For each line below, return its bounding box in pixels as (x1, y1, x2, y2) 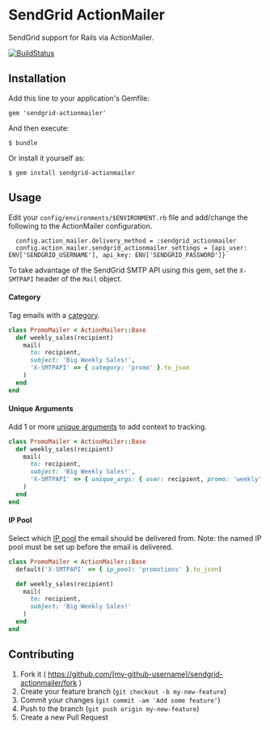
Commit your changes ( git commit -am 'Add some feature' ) (19, 695, 221, 705)
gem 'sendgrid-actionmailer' (8, 109, 107, 117)
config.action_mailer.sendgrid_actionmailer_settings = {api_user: (15, 243, 248, 252)
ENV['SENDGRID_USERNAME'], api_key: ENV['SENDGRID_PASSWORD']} (8, 251, 226, 259)
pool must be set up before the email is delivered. (8, 542, 174, 552)
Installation (8, 71, 66, 86)
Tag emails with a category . (8, 310, 100, 320)
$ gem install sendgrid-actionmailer (8, 169, 136, 177)
